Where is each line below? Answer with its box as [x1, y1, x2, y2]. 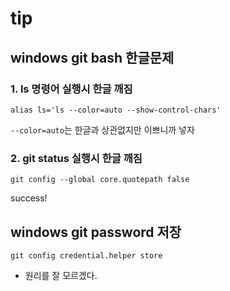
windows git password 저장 [10, 223, 182, 241]
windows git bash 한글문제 [10, 49, 175, 66]
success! [10, 192, 48, 204]
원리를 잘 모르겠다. [24, 269, 98, 281]
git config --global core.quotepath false [10, 175, 190, 185]
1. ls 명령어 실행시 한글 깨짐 [10, 82, 133, 96]
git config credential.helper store [10, 250, 163, 261]
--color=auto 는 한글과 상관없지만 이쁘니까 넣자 [10, 123, 195, 136]
